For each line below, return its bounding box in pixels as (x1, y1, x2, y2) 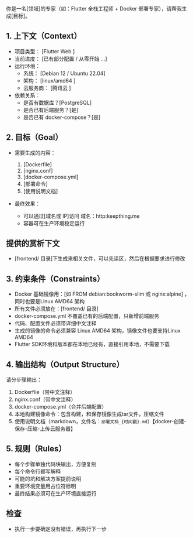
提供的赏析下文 (6, 239, 60, 249)
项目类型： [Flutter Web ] (14, 47, 75, 54)
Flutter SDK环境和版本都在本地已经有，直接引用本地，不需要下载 (14, 341, 170, 348)
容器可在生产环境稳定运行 (23, 220, 85, 227)
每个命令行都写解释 (14, 468, 61, 475)
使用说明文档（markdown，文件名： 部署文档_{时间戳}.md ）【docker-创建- (14, 418, 187, 425)
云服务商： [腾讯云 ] (23, 84, 71, 91)
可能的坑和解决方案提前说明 (14, 475, 82, 482)
